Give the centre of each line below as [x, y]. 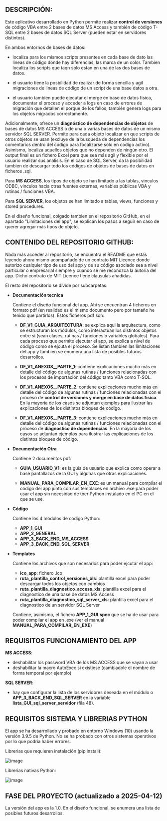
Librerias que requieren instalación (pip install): [53, 751]
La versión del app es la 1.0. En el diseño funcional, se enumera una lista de [83, 808]
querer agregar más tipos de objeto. [42, 226]
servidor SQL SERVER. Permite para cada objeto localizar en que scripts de [83, 134]
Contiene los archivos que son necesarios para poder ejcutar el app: [83, 563]
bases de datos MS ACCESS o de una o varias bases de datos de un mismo [83, 128]
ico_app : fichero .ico [41, 573]
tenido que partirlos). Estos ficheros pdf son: [58, 315]
